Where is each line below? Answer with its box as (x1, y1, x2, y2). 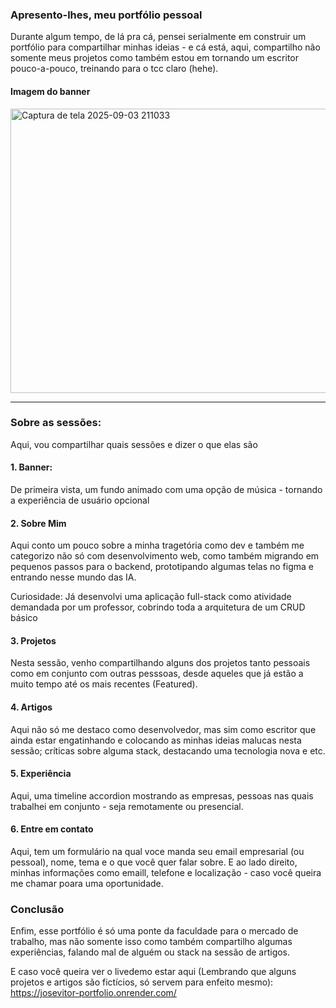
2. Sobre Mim (10, 517, 67, 529)
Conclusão (10, 902, 65, 916)
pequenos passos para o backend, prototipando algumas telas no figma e (10, 561, 314, 573)
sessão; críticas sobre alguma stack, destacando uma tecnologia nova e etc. (10, 744, 326, 757)
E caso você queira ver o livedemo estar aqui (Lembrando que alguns (10, 966, 297, 978)
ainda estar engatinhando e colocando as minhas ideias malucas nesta (10, 734, 302, 746)
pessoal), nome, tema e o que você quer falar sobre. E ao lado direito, (10, 856, 298, 868)
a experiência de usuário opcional (10, 494, 150, 506)
